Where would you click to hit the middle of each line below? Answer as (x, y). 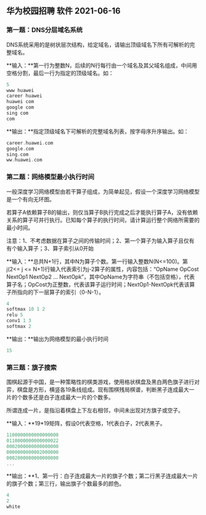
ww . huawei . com (25, 160)
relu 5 (15, 315)
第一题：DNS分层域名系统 (44, 30)
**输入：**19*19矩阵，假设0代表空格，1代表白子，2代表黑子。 (86, 424)
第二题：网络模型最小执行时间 (51, 177)
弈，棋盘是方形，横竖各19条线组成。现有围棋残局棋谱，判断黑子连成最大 (98, 390)
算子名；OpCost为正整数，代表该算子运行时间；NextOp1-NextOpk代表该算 (101, 284)
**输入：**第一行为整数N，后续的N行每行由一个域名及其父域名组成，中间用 (102, 65)
